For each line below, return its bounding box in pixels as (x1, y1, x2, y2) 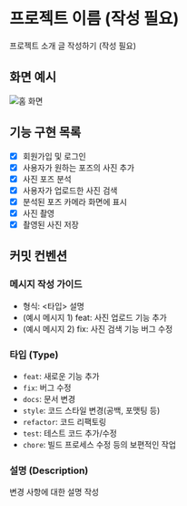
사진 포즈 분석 (22, 173, 72, 184)
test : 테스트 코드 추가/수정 (22, 428, 118, 439)
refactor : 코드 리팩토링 (22, 416, 107, 427)
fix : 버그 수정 (22, 382, 72, 393)
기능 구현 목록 (9, 125, 82, 140)
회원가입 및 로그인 (22, 150, 86, 161)
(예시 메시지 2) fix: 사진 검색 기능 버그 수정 (22, 323, 173, 334)
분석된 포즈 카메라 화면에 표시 (22, 196, 127, 207)
